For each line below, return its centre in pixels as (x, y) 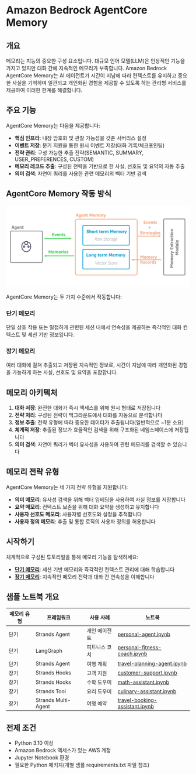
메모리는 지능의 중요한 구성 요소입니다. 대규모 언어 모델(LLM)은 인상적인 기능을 (96, 61)
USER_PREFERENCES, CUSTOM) (54, 159)
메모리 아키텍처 (32, 393)
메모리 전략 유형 (33, 472)
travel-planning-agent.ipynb (152, 664)
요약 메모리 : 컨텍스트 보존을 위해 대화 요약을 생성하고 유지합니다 (87, 506)
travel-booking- (137, 700)
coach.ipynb (132, 654)
